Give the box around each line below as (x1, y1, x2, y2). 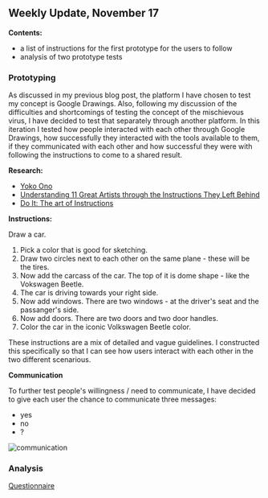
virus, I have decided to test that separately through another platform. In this (8, 116, 261, 126)
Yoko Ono (19, 181, 53, 191)
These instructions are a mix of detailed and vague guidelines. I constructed (8, 338, 260, 348)
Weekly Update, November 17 (8, 6, 159, 20)
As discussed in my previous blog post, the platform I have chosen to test (8, 90, 251, 100)
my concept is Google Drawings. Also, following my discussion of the (8, 99, 238, 109)
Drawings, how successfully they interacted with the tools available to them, (8, 133, 260, 143)
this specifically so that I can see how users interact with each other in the (8, 346, 254, 356)
